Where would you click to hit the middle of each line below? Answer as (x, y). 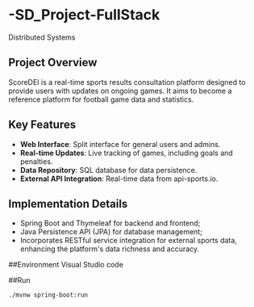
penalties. (36, 161)
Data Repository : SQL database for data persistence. (108, 170)
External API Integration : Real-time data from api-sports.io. (119, 179)
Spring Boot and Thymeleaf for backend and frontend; (110, 223)
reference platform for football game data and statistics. (101, 99)
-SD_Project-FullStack (84, 15)
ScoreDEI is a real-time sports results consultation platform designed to (127, 82)
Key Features (42, 125)
